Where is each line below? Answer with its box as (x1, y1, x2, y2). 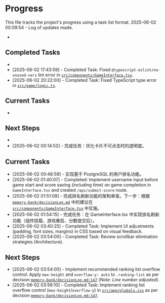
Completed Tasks (5, 48, 60, 57)
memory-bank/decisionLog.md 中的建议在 (12, 199, 93, 205)
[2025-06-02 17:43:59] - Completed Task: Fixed (12, 67, 111, 72)
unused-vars (12, 72, 37, 78)
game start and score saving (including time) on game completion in (12, 182, 152, 188)
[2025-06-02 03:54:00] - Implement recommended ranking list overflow (12, 267, 161, 272)
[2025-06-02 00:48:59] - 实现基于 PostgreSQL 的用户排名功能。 (12, 171, 144, 177)
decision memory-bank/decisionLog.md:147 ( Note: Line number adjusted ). (12, 277, 160, 282)
